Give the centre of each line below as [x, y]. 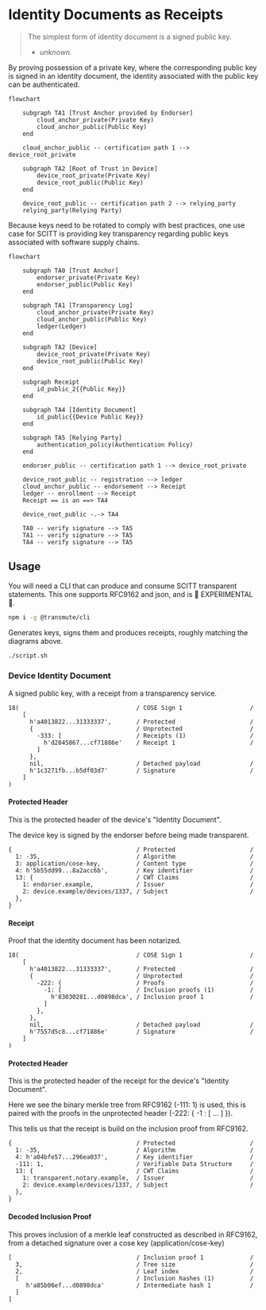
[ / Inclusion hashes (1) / [135, 1278]
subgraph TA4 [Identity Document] [79, 410]
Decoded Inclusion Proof [50, 1216]
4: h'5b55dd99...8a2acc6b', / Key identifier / [135, 871]
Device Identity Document [60, 676]
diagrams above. [36, 641]
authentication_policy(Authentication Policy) [115, 444]
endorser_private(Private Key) [89, 277]
